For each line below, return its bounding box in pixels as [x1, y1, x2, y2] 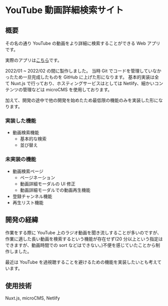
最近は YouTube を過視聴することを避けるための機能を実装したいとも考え [5, 259, 157, 265]
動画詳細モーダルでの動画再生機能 [20, 187, 91, 193]
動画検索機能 [12, 130, 39, 136]
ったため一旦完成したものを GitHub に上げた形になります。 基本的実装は [5, 74, 155, 80]
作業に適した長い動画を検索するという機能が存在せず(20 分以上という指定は [5, 236, 163, 242]
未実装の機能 [5, 156, 37, 163]
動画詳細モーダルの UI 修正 [20, 181, 76, 187]
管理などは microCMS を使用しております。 [22, 87, 112, 93]
